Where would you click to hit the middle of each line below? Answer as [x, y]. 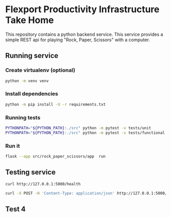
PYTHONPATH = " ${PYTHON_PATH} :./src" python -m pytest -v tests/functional [85, 133]
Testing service [31, 172]
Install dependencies [32, 94]
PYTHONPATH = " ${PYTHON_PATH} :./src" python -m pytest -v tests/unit [78, 128]
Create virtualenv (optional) [40, 70]
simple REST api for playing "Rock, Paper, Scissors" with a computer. [78, 40]
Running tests [23, 117]
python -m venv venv [27, 81]
